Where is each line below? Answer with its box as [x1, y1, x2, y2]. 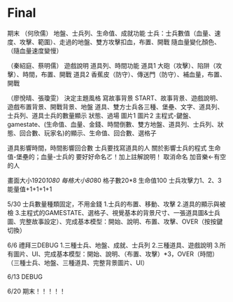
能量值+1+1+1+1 [7, 184, 52, 193]
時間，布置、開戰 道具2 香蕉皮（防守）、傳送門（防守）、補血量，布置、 [22, 70, 226, 78]
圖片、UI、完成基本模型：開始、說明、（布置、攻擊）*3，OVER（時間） [13, 249, 219, 258]
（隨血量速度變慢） [7, 46, 63, 55]
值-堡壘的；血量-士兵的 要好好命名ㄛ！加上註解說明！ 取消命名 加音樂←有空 [7, 152, 227, 160]
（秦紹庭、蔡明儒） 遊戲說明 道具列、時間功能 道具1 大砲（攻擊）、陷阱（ [7, 61, 216, 69]
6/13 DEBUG [7, 272, 43, 281]
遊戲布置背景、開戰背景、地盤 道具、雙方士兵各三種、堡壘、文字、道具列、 [7, 102, 224, 111]
